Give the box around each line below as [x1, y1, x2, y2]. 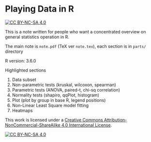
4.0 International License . [61, 122, 112, 128]
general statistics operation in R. [5, 34, 69, 40]
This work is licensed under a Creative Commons [5, 117, 103, 123]
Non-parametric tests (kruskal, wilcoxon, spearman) [12, 81, 116, 88]
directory [5, 48, 23, 54]
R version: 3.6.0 [5, 58, 36, 63]
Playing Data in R [5, 3, 74, 15]
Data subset [12, 77, 36, 82]
